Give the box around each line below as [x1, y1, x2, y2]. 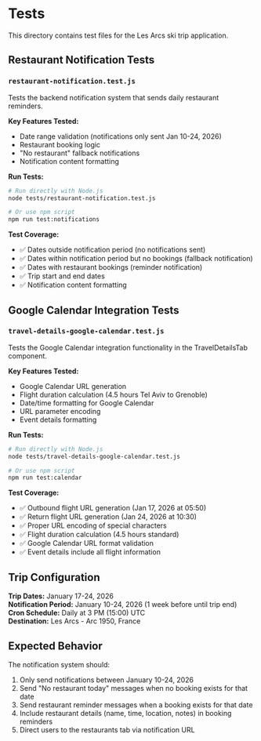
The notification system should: [8, 659, 110, 669]
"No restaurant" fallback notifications [19, 148, 140, 158]
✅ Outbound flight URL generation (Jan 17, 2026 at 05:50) [19, 503, 207, 513]
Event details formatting [19, 415, 97, 424]
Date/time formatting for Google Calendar [19, 398, 154, 408]
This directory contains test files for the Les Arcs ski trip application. [8, 31, 229, 40]
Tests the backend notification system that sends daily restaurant [8, 93, 219, 102]
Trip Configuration [8, 570, 100, 584]
